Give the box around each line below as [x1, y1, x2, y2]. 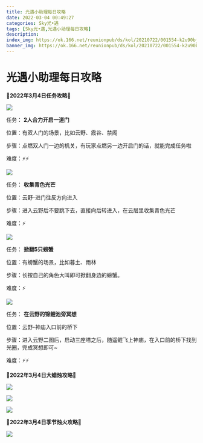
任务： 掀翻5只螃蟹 [6, 245, 54, 253]
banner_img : [6, 43, 36, 49]
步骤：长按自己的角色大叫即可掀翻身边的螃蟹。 [6, 271, 123, 279]
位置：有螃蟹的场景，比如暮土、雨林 [6, 258, 97, 265]
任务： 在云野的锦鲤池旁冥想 [6, 310, 77, 318]
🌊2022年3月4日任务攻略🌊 [6, 92, 71, 99]
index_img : [6, 37, 34, 43]
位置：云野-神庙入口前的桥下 [6, 323, 78, 330]
